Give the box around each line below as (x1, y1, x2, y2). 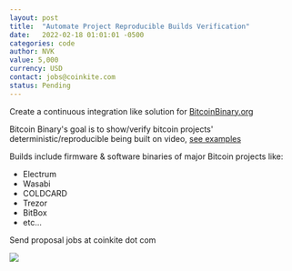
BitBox (22, 206, 47, 218)
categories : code (9, 38, 76, 48)
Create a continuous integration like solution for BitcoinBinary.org (9, 105, 254, 116)
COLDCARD (22, 187, 68, 198)
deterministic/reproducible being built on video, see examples (9, 133, 242, 144)
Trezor (22, 197, 48, 208)
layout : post (9, 13, 59, 23)
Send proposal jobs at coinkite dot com (9, 234, 156, 246)
